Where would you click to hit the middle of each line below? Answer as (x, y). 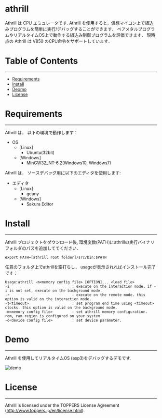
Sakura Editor (40, 204)
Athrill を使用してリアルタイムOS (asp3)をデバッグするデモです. (68, 358)
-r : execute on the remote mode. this (75, 295)
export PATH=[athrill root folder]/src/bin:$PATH (56, 257)
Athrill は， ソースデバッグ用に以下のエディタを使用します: (63, 172)
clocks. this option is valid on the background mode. (61, 308)
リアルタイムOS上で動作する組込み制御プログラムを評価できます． (80, 35)
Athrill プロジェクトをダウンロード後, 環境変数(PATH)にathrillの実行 (72, 242)
